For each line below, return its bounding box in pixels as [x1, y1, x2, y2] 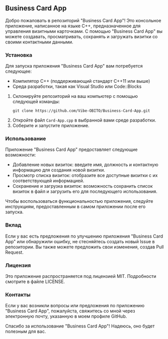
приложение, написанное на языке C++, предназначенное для [5, 23, 141, 29]
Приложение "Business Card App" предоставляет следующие [5, 146, 138, 153]
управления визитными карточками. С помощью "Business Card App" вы [5, 28, 162, 34]
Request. [5, 249, 24, 255]
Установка [5, 51, 33, 59]
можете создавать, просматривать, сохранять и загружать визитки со [5, 33, 158, 39]
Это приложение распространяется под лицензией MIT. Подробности [5, 273, 156, 279]
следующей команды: [12, 98, 60, 105]
